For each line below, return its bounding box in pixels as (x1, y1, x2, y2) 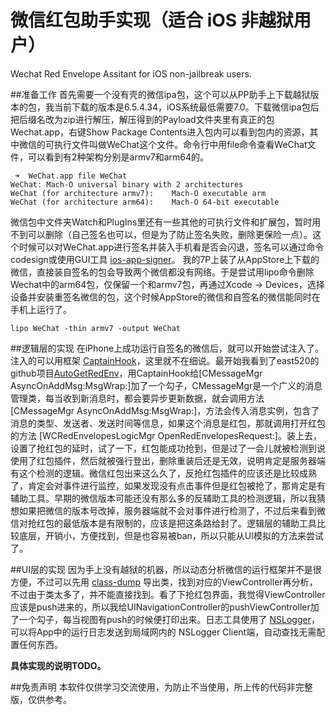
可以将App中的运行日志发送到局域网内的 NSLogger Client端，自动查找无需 (10, 626, 317, 638)
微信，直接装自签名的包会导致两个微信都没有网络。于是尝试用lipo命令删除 (10, 266, 315, 278)
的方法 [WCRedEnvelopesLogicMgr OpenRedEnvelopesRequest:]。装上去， (10, 429, 322, 441)
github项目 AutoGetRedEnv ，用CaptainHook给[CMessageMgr (10, 367, 263, 379)
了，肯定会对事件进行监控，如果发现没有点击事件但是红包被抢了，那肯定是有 (10, 479, 326, 491)
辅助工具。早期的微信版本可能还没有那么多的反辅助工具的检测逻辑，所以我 (10, 492, 317, 504)
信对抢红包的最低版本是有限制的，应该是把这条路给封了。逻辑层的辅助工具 (10, 517, 317, 529)
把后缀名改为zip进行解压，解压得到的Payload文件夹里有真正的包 (10, 113, 275, 125)
